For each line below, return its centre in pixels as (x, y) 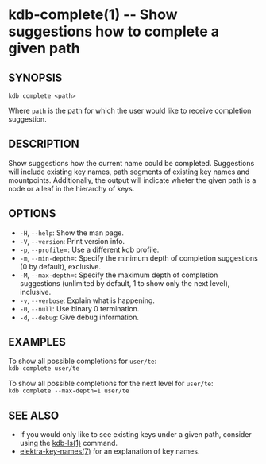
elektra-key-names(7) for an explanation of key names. (110, 451)
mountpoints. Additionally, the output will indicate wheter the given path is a (132, 180)
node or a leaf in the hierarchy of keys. (71, 188)
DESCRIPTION (44, 144)
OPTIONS (32, 213)
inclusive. (35, 292)
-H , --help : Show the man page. (72, 233)
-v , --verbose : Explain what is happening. (87, 300)
